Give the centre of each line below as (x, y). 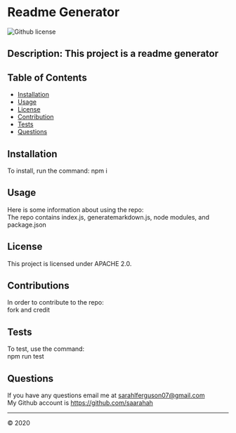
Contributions (38, 285)
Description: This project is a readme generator (113, 54)
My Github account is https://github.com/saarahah (80, 403)
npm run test (26, 357)
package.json (27, 225)
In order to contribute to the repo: (55, 302)
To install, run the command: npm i (57, 171)
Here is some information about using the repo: (76, 209)
